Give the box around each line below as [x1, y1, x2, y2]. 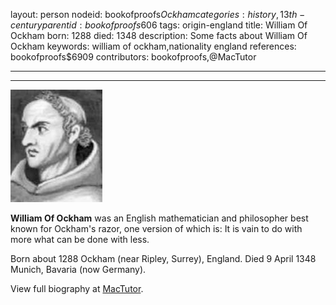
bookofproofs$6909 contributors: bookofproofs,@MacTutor [10, 51, 257, 63]
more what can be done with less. [10, 234, 150, 245]
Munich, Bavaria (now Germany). [10, 264, 147, 275]
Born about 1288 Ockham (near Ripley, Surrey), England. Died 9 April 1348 [10, 253, 317, 264]
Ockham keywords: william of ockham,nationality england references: [10, 40, 297, 52]
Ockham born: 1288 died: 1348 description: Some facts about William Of [10, 30, 308, 41]
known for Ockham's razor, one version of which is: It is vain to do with [10, 223, 303, 234]
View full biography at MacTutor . [10, 283, 144, 294]
